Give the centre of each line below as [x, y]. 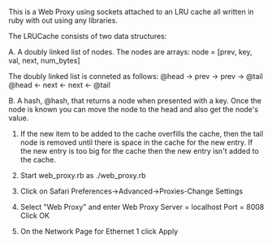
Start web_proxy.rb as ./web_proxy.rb [83, 175]
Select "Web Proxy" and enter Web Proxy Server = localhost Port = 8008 [142, 207]
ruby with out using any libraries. [63, 20]
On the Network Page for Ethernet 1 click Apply [99, 231]
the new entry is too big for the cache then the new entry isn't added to [140, 151]
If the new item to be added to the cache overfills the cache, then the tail [142, 134]
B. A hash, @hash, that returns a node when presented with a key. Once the [135, 100]
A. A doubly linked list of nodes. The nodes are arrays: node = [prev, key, [130, 52]
